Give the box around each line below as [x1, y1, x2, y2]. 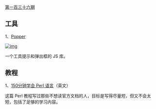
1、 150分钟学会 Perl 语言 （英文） [5, 82, 71, 88]
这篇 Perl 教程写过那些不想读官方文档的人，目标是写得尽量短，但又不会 [5, 93, 147, 98]
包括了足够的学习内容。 [13, 99, 61, 105]
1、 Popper [5, 33, 26, 39]
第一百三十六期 [5, 4, 35, 10]
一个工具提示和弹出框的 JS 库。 [5, 53, 68, 59]
